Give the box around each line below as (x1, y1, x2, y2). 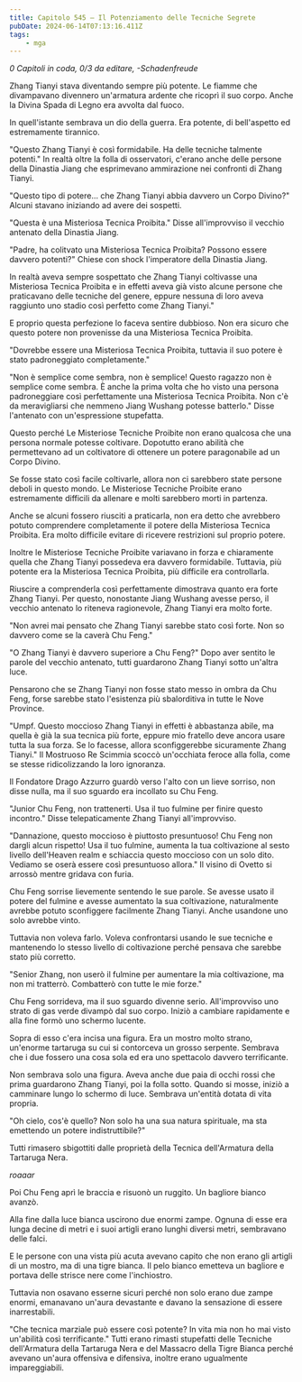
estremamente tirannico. (9, 127, 101, 138)
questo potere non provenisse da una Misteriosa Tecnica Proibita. (9, 327, 253, 338)
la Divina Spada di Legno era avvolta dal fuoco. (9, 100, 185, 111)
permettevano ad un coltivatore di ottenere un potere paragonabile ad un (9, 447, 280, 458)
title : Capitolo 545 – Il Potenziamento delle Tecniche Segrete (9, 13, 256, 23)
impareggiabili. (9, 1362, 65, 1373)
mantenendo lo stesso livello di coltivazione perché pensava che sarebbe (9, 942, 282, 953)
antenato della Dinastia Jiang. (9, 227, 119, 238)
